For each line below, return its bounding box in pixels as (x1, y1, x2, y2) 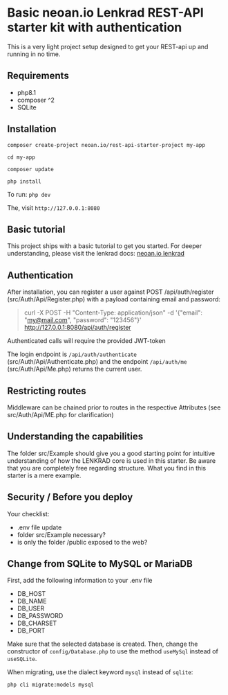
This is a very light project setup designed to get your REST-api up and (7, 42, 209, 51)
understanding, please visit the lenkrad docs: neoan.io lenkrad (7, 249, 185, 258)
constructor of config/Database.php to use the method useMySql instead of (7, 647, 219, 656)
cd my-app (7, 154, 36, 161)
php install (7, 178, 41, 185)
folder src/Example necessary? (17, 530, 106, 538)
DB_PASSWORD (17, 612, 64, 620)
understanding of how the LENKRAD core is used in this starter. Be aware (7, 456, 216, 465)
